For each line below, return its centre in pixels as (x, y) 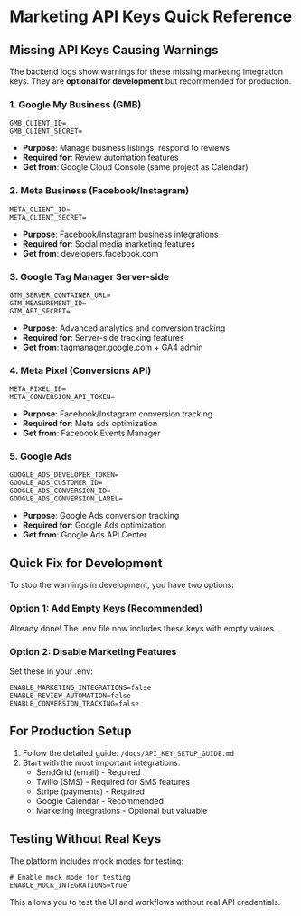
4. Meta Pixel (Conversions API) (80, 370)
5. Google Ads (41, 456)
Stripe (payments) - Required (90, 791)
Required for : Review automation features (100, 158)
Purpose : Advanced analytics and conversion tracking (124, 328)
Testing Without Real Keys (85, 839)
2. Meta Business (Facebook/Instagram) (99, 191)
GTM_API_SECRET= (40, 311)
